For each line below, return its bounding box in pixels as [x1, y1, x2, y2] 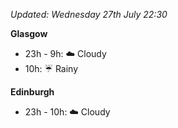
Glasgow [10, 28, 48, 39]
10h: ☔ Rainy [24, 63, 79, 74]
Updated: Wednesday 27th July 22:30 [10, 9, 168, 20]
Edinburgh [10, 86, 55, 98]
